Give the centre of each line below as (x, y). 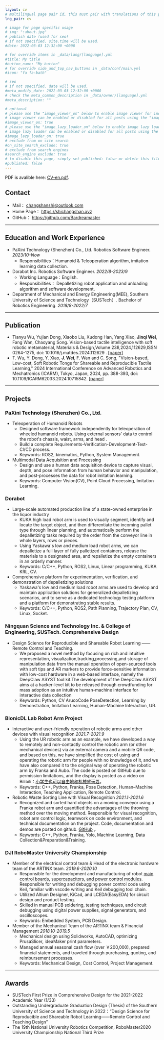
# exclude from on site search (37, 141)
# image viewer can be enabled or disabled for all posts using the (76, 118)
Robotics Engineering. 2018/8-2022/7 (50, 305)
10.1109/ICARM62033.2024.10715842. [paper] (58, 379)
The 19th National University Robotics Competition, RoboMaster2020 (82, 1027)
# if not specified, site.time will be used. (52, 41)
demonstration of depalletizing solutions (53, 582)
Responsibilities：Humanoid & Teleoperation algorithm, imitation (84, 261)
